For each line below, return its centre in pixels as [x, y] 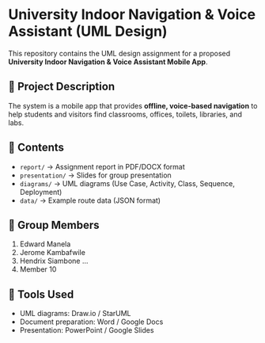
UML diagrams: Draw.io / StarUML [76, 314]
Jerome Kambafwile [52, 253]
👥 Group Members [54, 225]
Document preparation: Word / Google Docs [91, 322]
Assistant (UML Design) [88, 31]
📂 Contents [36, 148]
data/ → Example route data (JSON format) [90, 200]
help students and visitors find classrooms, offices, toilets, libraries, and [125, 114]
